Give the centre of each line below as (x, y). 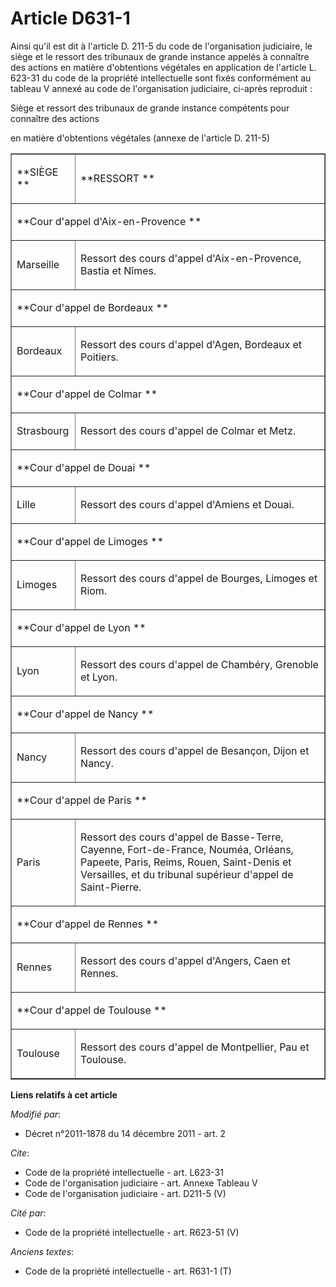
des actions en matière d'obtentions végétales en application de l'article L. (163, 67)
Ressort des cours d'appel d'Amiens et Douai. (187, 504)
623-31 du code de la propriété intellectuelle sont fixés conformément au (161, 78)
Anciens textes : (42, 1251)
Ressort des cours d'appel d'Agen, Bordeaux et (191, 344)
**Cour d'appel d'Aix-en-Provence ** (109, 221)
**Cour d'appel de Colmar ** (87, 394)
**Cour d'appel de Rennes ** (88, 924)
